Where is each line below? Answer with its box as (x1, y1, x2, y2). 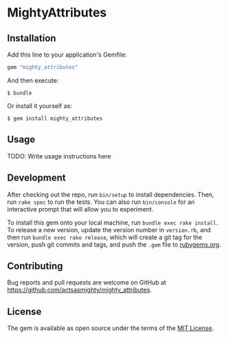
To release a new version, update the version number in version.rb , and (7, 225, 212, 234)
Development (7, 172, 67, 184)
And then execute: (7, 76, 59, 84)
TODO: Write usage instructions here (7, 152, 111, 160)
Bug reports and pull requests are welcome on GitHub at (7, 278, 167, 287)
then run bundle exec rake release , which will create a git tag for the (7, 233, 203, 241)
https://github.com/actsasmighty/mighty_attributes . (7, 286, 152, 294)
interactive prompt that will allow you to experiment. (7, 205, 154, 213)
